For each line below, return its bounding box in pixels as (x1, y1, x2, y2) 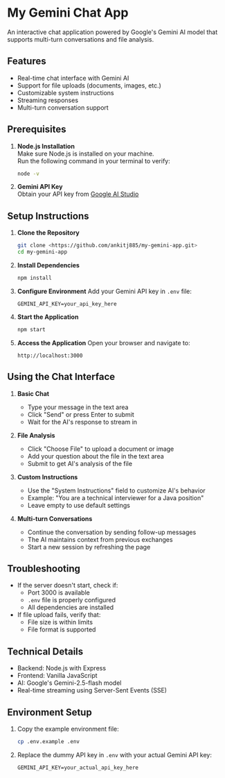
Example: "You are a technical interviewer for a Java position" (27, 493, 204, 502)
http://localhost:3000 (17, 352, 83, 359)
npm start (17, 326, 46, 333)
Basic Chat (17, 389, 50, 397)
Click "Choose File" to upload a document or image (27, 445, 174, 453)
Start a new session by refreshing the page (27, 543, 151, 551)
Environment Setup (7, 706, 92, 718)
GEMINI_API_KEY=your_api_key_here (17, 300, 117, 307)
